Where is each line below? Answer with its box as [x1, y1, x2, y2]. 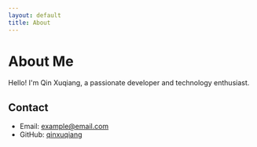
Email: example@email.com [19, 122, 109, 131]
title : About [8, 19, 51, 27]
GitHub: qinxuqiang [19, 130, 83, 139]
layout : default [8, 11, 61, 20]
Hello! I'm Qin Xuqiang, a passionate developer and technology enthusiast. [8, 78, 250, 88]
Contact [8, 101, 49, 114]
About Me [8, 52, 74, 70]
